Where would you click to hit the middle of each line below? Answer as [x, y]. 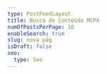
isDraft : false [30, 47]
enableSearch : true [36, 33]
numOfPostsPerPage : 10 [41, 27]
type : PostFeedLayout [39, 14]
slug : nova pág [30, 40]
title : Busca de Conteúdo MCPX [53, 20]
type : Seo [28, 60]
